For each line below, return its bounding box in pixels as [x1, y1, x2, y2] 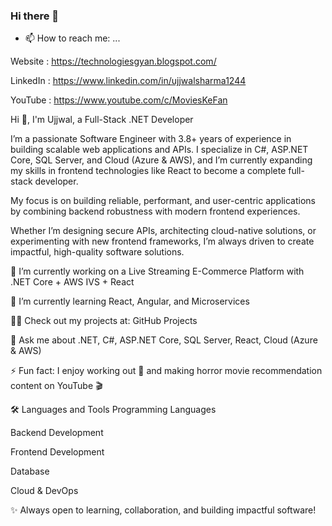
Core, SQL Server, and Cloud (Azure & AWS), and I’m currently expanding [10, 154, 313, 166]
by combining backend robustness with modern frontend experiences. [10, 205, 301, 218]
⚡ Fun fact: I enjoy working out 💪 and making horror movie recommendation [10, 365, 323, 377]
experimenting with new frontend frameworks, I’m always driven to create [10, 235, 315, 248]
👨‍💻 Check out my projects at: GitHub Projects [10, 315, 198, 327]
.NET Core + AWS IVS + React [10, 276, 135, 288]
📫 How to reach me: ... [24, 32, 121, 44]
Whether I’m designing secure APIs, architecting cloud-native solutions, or [10, 225, 317, 237]
